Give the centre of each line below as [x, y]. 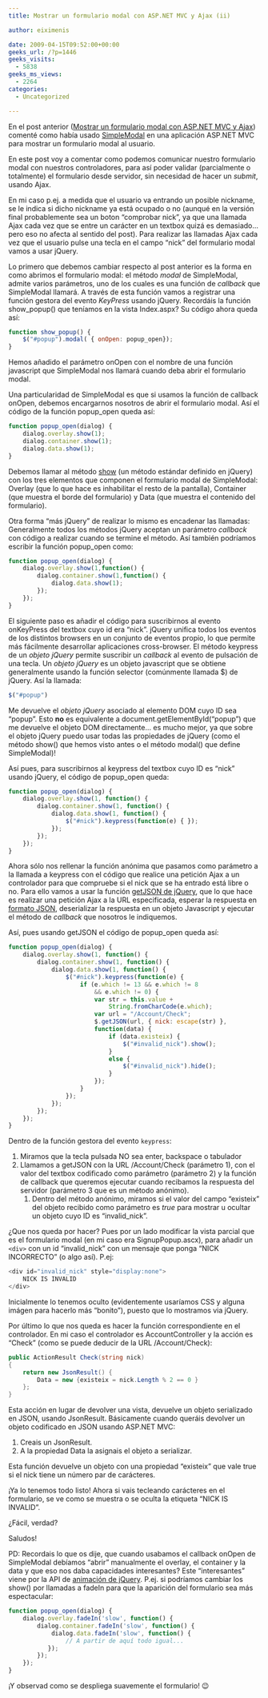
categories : [28, 89]
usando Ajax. [30, 184]
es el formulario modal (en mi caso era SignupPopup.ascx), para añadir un [131, 1240]
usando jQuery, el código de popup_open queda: [89, 777]
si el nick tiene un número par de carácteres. [82, 1475]
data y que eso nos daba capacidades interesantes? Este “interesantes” [127, 1571]
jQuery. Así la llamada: [45, 680]
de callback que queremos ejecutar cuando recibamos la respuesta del [137, 1182]
